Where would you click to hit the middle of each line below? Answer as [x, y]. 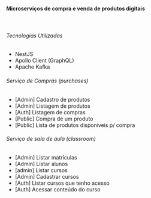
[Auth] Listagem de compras [50, 112]
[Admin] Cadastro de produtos [52, 99]
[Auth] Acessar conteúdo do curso [58, 189]
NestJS [24, 54]
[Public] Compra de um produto [54, 119]
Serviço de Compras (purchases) [47, 81]
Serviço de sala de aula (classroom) [51, 139]
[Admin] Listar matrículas [46, 157]
